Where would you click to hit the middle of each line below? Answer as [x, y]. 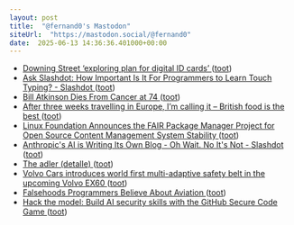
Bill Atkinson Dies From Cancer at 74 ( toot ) [101, 97]
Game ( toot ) [45, 211]
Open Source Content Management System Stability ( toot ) [131, 135]
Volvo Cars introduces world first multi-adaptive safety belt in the [144, 174]
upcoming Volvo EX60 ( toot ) [75, 183]
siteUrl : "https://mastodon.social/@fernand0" [101, 34]
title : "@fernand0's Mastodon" [70, 26]
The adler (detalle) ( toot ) [68, 164]
